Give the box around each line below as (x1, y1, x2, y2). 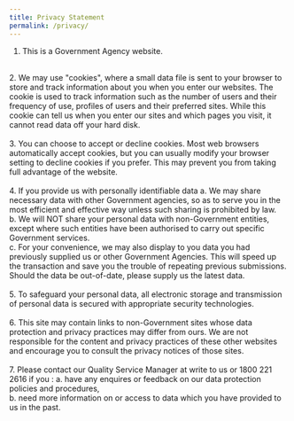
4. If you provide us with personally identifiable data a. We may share (9, 185, 261, 196)
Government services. (9, 232, 90, 243)
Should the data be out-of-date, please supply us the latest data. (9, 269, 245, 280)
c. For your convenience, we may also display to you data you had (9, 241, 251, 253)
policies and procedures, (9, 383, 100, 394)
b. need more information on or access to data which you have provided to (9, 392, 282, 403)
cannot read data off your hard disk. (9, 119, 141, 129)
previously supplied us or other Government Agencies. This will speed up (9, 251, 277, 261)
